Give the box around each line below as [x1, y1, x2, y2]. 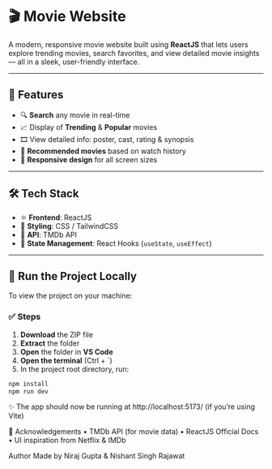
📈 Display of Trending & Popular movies [19, 122, 158, 131]
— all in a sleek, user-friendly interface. [8, 57, 140, 67]
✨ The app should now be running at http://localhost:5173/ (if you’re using [8, 402, 255, 411]
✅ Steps [8, 311, 41, 322]
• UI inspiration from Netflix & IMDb [8, 436, 126, 445]
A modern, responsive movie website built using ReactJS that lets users [8, 39, 249, 49]
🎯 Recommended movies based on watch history [19, 146, 186, 156]
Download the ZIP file [19, 329, 93, 339]
